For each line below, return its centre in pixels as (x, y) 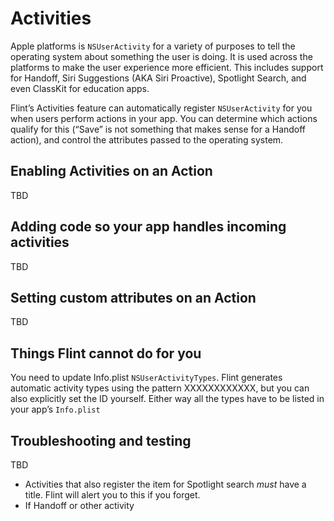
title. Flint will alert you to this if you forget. (112, 495)
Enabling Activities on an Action (111, 171)
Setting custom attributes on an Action (133, 297)
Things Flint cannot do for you (106, 353)
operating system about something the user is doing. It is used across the (161, 56)
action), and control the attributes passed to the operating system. (147, 139)
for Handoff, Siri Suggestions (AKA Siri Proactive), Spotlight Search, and (158, 78)
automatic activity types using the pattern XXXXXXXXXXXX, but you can (160, 388)
